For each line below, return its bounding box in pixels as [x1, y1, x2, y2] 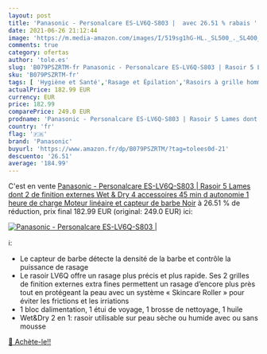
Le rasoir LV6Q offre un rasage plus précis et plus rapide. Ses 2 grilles [19, 271, 250, 281]
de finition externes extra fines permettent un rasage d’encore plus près [19, 279, 256, 289]
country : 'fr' [8, 123, 56, 130]
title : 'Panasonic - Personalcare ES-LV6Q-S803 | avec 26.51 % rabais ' [8, 19, 258, 27]
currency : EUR [8, 93, 56, 101]
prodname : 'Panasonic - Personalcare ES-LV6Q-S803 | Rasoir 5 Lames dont [8, 115, 258, 123]
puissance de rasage [19, 263, 89, 272]
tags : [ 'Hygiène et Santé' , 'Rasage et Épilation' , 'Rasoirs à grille [8, 78, 244, 86]
